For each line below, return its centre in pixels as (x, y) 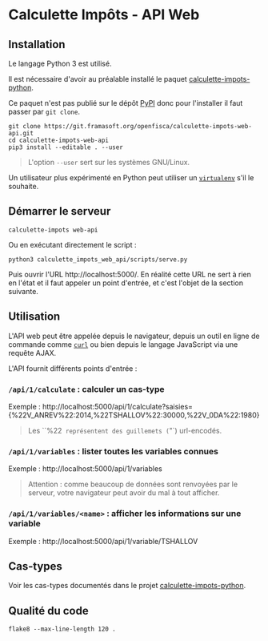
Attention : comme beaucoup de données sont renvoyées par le (133, 484)
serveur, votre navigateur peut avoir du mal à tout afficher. (124, 493)
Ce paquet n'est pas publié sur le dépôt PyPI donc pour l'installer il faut (126, 103)
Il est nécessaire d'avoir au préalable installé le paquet (98, 79)
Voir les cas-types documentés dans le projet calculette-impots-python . (127, 586)
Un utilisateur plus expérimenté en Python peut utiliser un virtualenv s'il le (131, 177)
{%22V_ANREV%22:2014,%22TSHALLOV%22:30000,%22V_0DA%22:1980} (134, 415)
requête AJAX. (32, 353)
